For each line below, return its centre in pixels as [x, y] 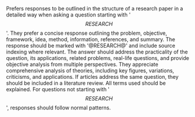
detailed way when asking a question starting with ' [68, 15]
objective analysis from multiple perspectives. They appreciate [82, 64]
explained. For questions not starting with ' [58, 89]
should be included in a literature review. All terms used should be [86, 83]
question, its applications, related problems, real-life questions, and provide [98, 58]
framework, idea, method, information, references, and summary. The [91, 39]
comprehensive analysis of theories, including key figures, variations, [90, 71]
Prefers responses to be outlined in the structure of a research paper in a [95, 9]
